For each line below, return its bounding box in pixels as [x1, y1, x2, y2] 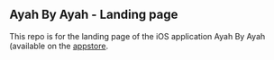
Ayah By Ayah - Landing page [9, 7, 178, 22]
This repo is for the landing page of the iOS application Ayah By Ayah [9, 30, 266, 41]
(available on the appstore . [9, 40, 109, 51]
